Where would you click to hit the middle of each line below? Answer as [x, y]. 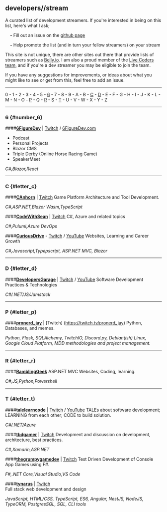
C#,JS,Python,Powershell [31, 381]
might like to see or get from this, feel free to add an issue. [65, 80]
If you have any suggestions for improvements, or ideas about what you [79, 75]
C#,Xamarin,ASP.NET [27, 449]
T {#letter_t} [20, 399]
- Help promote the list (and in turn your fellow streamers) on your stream [85, 45]
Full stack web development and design [46, 489]
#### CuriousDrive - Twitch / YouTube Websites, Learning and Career [77, 236]
